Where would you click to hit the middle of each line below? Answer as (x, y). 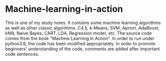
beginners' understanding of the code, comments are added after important (83, 49)
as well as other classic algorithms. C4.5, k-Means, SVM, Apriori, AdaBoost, (82, 28)
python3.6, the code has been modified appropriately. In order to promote (80, 43)
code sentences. (22, 54)
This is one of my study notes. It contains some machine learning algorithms (83, 23)
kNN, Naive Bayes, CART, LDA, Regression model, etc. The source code (79, 33)
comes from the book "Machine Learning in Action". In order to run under (80, 38)
